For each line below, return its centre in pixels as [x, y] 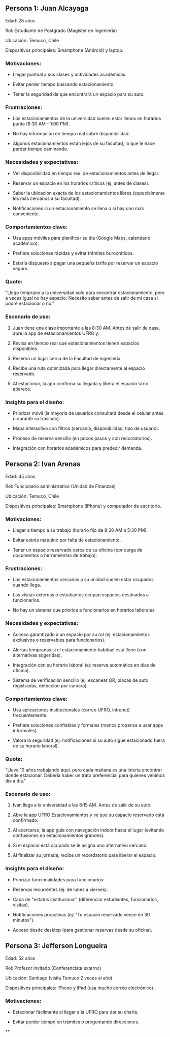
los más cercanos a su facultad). [47, 198]
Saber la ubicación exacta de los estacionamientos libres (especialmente [89, 193]
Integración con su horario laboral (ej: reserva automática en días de [84, 665]
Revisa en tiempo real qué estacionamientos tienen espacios [76, 343]
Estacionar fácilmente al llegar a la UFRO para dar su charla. [75, 1012]
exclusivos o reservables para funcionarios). [59, 640]
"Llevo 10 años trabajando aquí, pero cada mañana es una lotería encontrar [84, 770]
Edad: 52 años [20, 958]
